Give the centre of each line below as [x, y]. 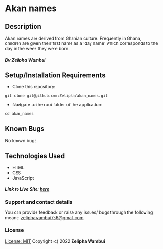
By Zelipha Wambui [25, 60]
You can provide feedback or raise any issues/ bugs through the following [79, 212]
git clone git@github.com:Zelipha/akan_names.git [56, 96]
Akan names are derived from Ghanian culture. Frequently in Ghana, [73, 38]
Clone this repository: [34, 87]
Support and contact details [39, 202]
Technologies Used [35, 156]
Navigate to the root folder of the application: [57, 105]
